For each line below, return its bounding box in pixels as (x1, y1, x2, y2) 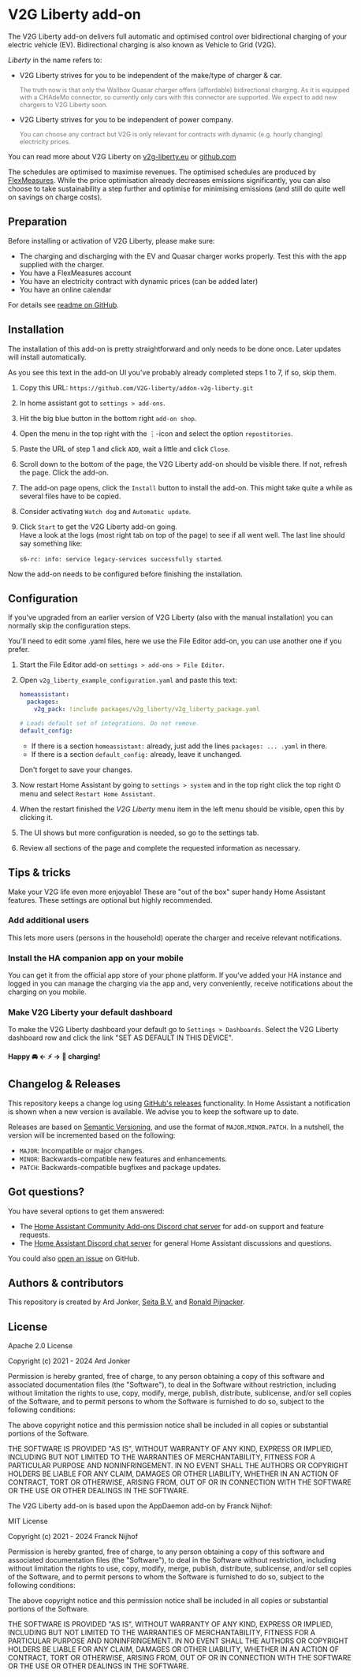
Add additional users (8, 915, 90, 926)
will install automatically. (8, 352, 87, 362)
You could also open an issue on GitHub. (8, 1254, 140, 1263)
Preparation (8, 215, 68, 229)
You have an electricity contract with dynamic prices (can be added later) (19, 276, 259, 285)
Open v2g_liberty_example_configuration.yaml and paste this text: (19, 676, 237, 685)
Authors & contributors (8, 1276, 125, 1290)
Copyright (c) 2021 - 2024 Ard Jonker (8, 1356, 131, 1366)
